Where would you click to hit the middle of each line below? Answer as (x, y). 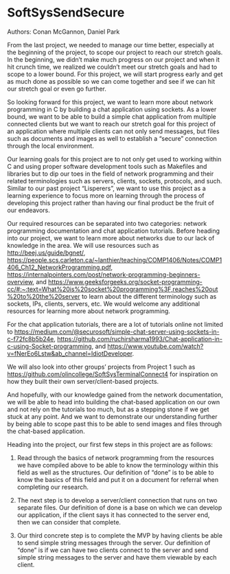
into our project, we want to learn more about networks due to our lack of (111, 238)
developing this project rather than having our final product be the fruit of (111, 203)
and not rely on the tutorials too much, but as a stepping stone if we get (108, 409)
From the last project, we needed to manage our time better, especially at (111, 45)
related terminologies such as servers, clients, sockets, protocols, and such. (115, 181)
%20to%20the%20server (44, 296)
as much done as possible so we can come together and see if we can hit (111, 81)
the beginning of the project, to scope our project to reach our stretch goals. (115, 52)
